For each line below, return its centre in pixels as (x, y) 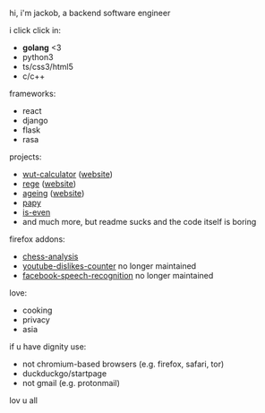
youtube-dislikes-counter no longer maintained (109, 266)
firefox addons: (37, 239)
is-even (36, 212)
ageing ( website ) (53, 193)
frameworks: (33, 94)
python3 (38, 57)
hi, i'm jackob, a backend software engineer (90, 13)
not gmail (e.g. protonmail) (71, 383)
